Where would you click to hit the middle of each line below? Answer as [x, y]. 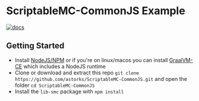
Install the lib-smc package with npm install [69, 91]
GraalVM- [181, 60]
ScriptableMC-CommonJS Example [96, 11]
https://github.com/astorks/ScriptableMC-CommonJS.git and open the [101, 79]
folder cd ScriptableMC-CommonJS [55, 85]
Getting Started [35, 46]
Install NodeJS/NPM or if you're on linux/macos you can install [91, 60]
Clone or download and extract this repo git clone [77, 73]
